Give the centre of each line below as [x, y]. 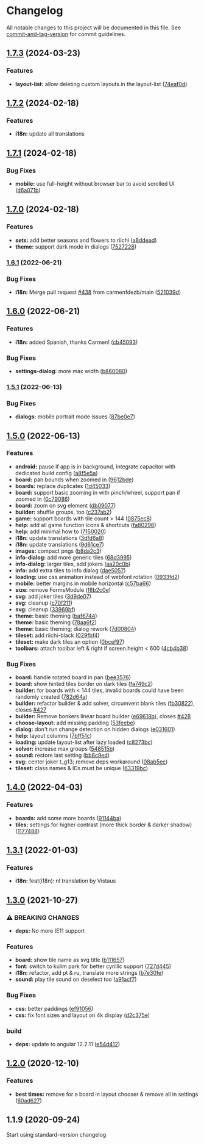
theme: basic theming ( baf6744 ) [56, 616]
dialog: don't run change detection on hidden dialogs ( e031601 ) [95, 729]
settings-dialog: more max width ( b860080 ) [71, 371]
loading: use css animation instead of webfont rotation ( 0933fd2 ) [97, 577]
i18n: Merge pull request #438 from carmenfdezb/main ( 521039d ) [98, 292]
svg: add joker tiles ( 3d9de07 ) [53, 596]
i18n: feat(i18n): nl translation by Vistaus [65, 881]
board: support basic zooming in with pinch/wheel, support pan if [98, 492]
